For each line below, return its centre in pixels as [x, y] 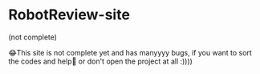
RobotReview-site [69, 15]
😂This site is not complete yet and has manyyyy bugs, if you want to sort [130, 52]
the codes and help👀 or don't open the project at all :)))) [100, 61]
